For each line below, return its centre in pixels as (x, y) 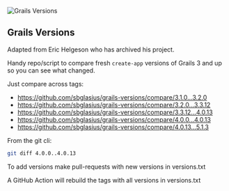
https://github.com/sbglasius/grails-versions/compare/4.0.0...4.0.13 (114, 119)
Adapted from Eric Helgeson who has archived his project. (91, 49)
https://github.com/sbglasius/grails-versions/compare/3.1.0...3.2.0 (112, 97)
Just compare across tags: (46, 84)
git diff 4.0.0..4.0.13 (42, 153)
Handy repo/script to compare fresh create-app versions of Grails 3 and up (115, 63)
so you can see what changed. (51, 70)
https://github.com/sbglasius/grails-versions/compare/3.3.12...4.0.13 (115, 112)
